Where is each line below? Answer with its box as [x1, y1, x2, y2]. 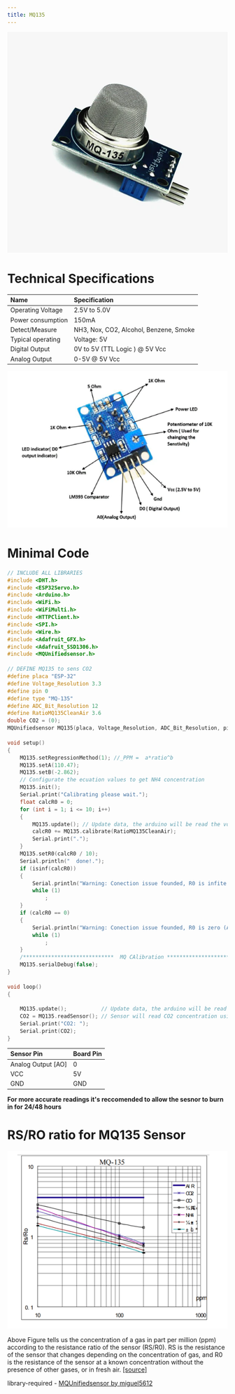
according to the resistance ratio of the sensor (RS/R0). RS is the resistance [7, 1343, 225, 1351]
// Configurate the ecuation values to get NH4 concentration [20, 777, 205, 784]
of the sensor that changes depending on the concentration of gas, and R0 [7, 1350, 223, 1359]
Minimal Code [7, 545, 90, 561]
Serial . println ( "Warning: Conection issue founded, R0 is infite [32, 880, 227, 887]
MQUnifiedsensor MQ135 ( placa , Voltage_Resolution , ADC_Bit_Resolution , [7, 725, 220, 732]
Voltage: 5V [73, 335, 108, 343]
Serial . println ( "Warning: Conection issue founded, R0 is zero [32, 924, 220, 931]
